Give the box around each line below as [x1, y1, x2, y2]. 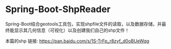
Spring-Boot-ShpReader [5, 4, 111, 15]
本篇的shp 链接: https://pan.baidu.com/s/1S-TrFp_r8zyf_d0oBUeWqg [5, 38, 150, 44]
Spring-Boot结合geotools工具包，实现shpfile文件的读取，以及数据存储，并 [5, 21, 162, 27]
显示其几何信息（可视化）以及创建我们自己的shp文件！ [14, 27, 130, 33]
